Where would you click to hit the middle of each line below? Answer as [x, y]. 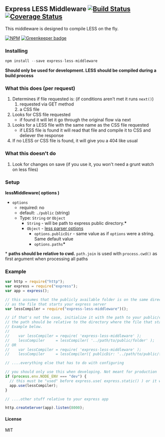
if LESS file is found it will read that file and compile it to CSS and [85, 130]
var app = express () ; [27, 291]
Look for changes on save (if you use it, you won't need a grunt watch [83, 164]
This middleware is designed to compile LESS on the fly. [62, 28]
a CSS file [29, 109]
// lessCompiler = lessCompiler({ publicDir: [60, 354]
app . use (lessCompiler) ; [34, 385]
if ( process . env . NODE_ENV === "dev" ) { [46, 377]
